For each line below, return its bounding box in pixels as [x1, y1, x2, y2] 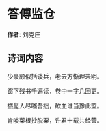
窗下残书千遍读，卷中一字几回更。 [7, 87, 103, 95]
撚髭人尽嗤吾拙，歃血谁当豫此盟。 [7, 101, 103, 110]
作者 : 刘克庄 [7, 30, 41, 39]
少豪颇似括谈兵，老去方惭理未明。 [7, 72, 103, 80]
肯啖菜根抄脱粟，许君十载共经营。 [7, 116, 103, 124]
